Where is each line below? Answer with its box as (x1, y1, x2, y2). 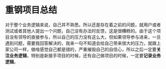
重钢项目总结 (5, 4, 58, 16)
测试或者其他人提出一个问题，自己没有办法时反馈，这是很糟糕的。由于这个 (5, 28, 157, 34)
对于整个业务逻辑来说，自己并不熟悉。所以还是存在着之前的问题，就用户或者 (5, 22, 161, 28)
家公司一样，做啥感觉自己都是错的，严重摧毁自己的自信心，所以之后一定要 (5, 46, 157, 52)
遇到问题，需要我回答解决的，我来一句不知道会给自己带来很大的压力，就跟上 (5, 40, 161, 46)
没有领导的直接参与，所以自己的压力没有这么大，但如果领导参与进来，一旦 (9, 34, 161, 40)
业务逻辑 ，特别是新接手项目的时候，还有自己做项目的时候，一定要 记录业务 (9, 52, 161, 58)
